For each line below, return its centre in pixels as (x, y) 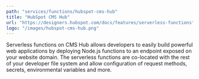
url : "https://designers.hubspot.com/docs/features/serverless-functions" (100, 22)
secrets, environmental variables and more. (59, 70)
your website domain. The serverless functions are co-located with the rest (98, 57)
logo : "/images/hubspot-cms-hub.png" (53, 28)
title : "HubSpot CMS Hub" (38, 17)
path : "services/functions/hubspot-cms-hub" (62, 11)
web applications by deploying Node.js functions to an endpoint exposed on (99, 51)
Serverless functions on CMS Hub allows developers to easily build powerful (99, 45)
